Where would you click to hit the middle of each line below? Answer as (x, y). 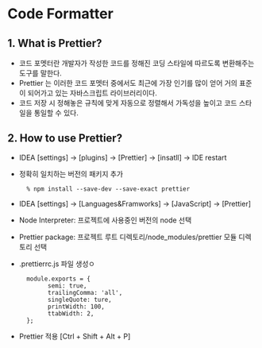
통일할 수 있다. (56, 113)
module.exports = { (58, 279)
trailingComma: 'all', (85, 292)
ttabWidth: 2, (71, 313)
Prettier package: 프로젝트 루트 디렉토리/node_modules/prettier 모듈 (128, 237)
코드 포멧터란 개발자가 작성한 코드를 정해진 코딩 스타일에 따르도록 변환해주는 (137, 63)
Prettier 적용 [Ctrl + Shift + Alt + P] (75, 336)
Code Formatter (61, 14)
